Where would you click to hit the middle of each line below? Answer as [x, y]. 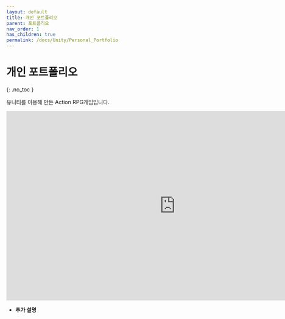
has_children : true [31, 35]
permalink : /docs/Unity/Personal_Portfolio [62, 40]
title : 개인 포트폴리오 [32, 18]
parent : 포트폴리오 [28, 23]
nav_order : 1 [23, 29]
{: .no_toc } [20, 89]
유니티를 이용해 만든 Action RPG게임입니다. [58, 102]
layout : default [27, 12]
